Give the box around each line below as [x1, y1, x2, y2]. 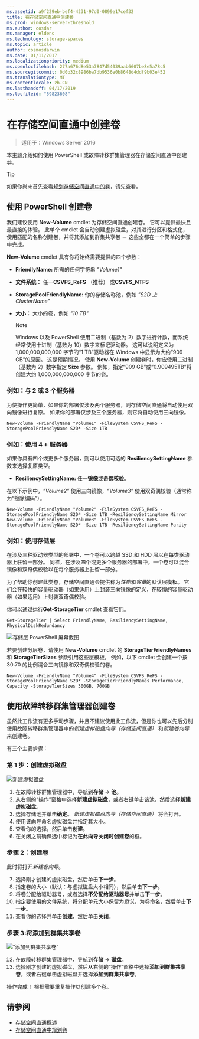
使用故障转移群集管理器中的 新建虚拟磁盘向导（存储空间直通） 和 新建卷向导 [6, 725, 190, 732]
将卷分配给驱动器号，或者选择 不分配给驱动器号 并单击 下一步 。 [15, 890, 166, 897]
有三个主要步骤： [6, 745, 48, 752]
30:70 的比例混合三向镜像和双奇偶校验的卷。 [6, 661, 116, 668]
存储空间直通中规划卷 [15, 1026, 67, 1033]
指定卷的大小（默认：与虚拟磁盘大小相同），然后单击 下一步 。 [15, 883, 163, 890]
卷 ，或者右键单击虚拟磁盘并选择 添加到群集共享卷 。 [15, 971, 140, 978]
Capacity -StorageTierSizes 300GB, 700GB [6, 683, 110, 690]
